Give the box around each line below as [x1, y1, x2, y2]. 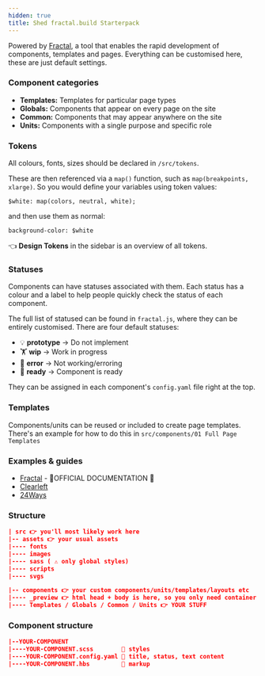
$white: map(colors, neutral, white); [8, 197, 136, 206]
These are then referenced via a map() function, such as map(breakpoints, [8, 174, 249, 183]
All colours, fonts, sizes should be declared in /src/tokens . [8, 158, 199, 168]
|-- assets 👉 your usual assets [8, 536, 119, 544]
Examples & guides [8, 455, 83, 466]
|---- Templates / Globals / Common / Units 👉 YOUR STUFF [8, 602, 207, 609]
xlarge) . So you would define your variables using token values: [8, 182, 218, 192]
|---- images [8, 550, 51, 558]
